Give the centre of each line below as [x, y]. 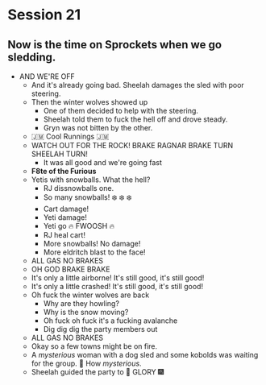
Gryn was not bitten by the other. [98, 128]
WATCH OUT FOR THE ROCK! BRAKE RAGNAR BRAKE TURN [132, 145]
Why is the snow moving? [86, 312]
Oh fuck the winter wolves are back [90, 295]
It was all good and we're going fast [103, 162]
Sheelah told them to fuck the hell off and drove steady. [135, 119]
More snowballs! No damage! [92, 244]
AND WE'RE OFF [47, 77]
